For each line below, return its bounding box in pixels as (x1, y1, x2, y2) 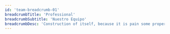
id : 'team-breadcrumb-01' (5, 7, 59, 12)
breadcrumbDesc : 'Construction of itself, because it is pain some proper (5, 21, 166, 26)
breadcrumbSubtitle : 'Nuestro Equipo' (5, 16, 87, 21)
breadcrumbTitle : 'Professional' (5, 12, 76, 17)
